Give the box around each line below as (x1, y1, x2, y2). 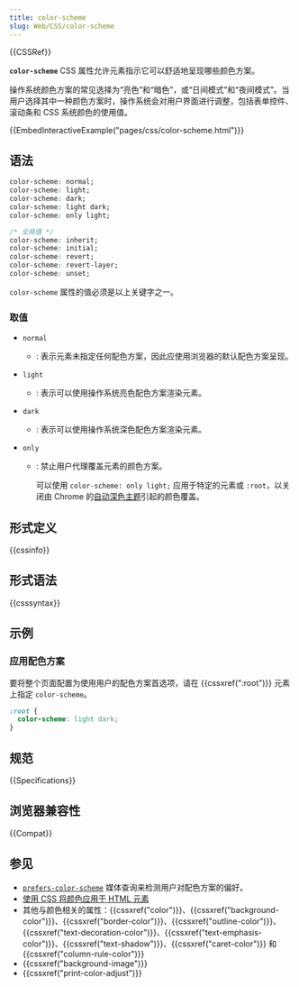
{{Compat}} (9, 827, 52, 838)
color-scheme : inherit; (9, 235, 99, 244)
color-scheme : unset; (9, 270, 91, 279)
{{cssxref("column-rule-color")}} (22, 948, 145, 959)
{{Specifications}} (9, 774, 77, 785)
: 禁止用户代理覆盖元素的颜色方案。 (35, 461, 168, 471)
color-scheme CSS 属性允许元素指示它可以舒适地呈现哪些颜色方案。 (9, 65, 259, 76)
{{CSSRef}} (9, 46, 52, 57)
